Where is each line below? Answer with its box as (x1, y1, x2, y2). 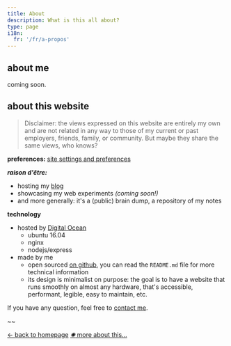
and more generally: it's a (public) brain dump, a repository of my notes (17, 196, 222, 205)
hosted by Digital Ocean (17, 223, 87, 232)
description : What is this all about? (7, 17, 120, 24)
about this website (7, 100, 90, 112)
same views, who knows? (24, 141, 98, 150)
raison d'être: (7, 168, 47, 176)
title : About (7, 10, 45, 17)
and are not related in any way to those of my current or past (24, 126, 199, 134)
